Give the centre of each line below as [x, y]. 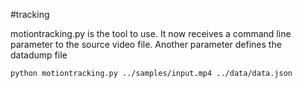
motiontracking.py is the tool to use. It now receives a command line [151, 33]
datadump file [39, 55]
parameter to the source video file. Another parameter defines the [146, 44]
